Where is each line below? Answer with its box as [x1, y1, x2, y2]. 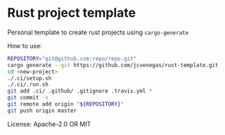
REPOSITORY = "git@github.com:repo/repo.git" [7, 55, 137, 62]
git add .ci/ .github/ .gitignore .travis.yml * [7, 87, 153, 95]
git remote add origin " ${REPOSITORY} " [7, 101, 124, 108]
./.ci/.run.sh [7, 81, 49, 88]
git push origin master [7, 107, 77, 114]
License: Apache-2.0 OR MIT [7, 120, 91, 128]
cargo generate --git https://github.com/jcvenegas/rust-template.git [7, 62, 219, 69]
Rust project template [7, 5, 136, 21]
